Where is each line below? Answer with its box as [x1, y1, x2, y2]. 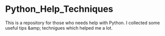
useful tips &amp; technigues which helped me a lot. [5, 25, 113, 31]
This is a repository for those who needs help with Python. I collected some [5, 20, 161, 26]
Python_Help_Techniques [5, 3, 114, 15]
